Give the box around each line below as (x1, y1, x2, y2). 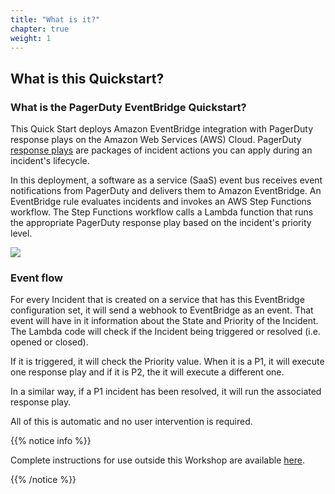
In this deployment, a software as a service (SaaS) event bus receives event (10, 174, 323, 186)
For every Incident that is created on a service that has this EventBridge (10, 294, 305, 306)
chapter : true (10, 24, 70, 34)
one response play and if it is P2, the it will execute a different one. (10, 366, 285, 378)
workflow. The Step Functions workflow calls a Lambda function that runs (10, 206, 314, 218)
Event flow (10, 271, 63, 285)
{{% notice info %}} (10, 435, 92, 447)
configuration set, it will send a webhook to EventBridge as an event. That (10, 304, 314, 316)
